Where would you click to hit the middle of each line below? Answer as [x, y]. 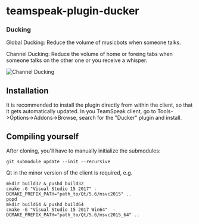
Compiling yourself [43, 136]
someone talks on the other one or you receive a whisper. [77, 60]
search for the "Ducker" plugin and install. [130, 118]
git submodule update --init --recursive [58, 162]
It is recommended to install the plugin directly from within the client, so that [99, 105]
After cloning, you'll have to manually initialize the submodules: [83, 151]
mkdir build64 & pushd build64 [45, 205]
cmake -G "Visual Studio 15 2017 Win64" [57, 210]
